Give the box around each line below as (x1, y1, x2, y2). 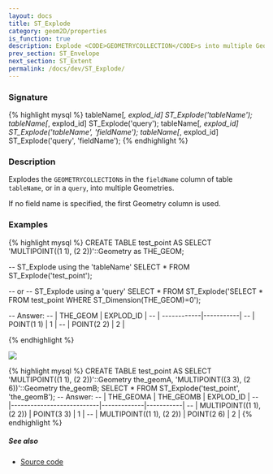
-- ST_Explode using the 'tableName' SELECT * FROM (8, 261, 190, 272)
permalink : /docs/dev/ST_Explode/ (8, 65, 126, 73)
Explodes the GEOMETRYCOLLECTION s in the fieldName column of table (8, 175, 233, 184)
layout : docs (8, 11, 53, 20)
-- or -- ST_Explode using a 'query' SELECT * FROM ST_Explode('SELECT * (8, 286, 264, 296)
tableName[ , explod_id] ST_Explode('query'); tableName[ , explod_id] (8, 118, 239, 128)
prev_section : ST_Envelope (8, 50, 100, 58)
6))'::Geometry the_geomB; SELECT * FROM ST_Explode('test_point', (8, 383, 240, 393)
